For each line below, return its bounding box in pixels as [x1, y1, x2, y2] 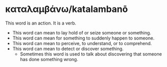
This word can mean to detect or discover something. [12, 45, 124, 51]
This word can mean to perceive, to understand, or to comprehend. [12, 40, 152, 46]
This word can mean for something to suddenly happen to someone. [12, 35, 155, 41]
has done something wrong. [20, 56, 78, 62]
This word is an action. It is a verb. [5, 20, 76, 26]
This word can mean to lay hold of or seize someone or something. [12, 29, 151, 35]
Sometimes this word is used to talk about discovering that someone [20, 51, 162, 57]
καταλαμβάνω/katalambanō [5, 3, 128, 15]
